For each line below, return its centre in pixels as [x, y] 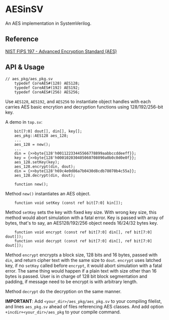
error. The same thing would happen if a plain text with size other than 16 [81, 271]
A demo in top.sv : [24, 122]
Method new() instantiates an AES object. [48, 193]
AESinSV [24, 9]
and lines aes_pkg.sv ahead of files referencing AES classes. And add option [84, 306]
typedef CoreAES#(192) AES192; [47, 88]
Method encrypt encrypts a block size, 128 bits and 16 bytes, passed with [81, 255]
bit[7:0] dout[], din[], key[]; [48, 131]
